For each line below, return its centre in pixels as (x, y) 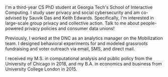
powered (14, 28)
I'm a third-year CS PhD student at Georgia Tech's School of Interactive (79, 7)
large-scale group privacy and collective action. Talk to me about (72, 23)
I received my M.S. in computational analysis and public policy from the (79, 58)
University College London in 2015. (41, 69)
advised (13, 18)
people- (148, 23)
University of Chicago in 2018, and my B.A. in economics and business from (83, 64)
